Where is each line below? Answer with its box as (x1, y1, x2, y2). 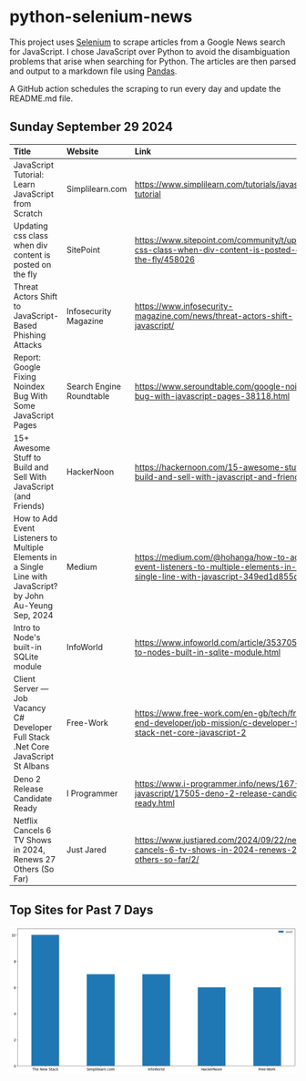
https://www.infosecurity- (135, 301, 234, 311)
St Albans (13, 760, 50, 771)
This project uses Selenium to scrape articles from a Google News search (9, 36, 286, 47)
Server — (13, 683, 49, 694)
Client (13, 674, 36, 685)
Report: (13, 352, 41, 363)
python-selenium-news (9, 6, 193, 27)
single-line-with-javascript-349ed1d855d (135, 571, 299, 582)
